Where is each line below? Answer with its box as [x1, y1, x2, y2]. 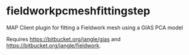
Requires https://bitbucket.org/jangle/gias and [6, 35, 121, 42]
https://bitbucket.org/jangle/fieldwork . [6, 42, 101, 49]
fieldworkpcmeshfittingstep [6, 4, 150, 18]
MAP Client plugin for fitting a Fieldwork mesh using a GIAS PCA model [6, 24, 183, 31]
